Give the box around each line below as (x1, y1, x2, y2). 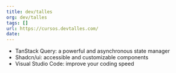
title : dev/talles (6, 8, 53, 15)
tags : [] (6, 20, 28, 26)
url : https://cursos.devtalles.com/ (6, 25, 99, 32)
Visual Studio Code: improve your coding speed (15, 60, 134, 68)
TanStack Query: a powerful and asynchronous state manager (15, 47, 171, 54)
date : (6, 31, 20, 37)
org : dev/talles (6, 14, 47, 20)
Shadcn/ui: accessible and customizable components (15, 54, 149, 61)
